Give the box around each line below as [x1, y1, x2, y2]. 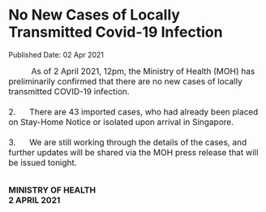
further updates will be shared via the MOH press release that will [8, 146, 259, 158]
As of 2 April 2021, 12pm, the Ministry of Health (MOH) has [31, 65, 255, 76]
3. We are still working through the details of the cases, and [8, 136, 247, 148]
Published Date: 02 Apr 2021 [8, 50, 104, 59]
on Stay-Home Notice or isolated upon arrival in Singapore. [8, 116, 234, 128]
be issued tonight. [8, 157, 77, 168]
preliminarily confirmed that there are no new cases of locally [8, 76, 243, 87]
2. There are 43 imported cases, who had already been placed [8, 106, 259, 117]
